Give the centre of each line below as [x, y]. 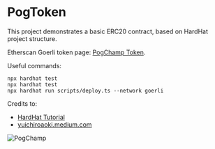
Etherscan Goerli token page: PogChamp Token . [76, 52]
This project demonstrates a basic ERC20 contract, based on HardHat [107, 31]
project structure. [32, 38]
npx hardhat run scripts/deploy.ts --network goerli [86, 91]
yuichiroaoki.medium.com [54, 124]
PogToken [37, 12]
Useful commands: [34, 65]
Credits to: [22, 103]
